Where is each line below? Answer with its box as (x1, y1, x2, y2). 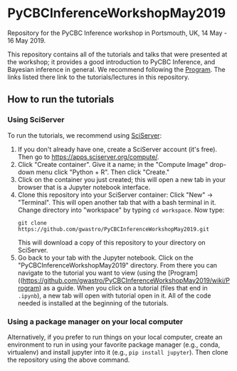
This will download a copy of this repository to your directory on (17, 238, 206, 247)
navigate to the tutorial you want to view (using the (17, 268, 167, 277)
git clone (17, 219, 48, 226)
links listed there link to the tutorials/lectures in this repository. (7, 73, 190, 81)
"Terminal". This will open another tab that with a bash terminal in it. (17, 198, 216, 206)
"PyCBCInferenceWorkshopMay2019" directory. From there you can (17, 260, 218, 269)
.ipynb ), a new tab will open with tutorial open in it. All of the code (17, 291, 211, 300)
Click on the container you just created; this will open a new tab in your (17, 175, 226, 183)
